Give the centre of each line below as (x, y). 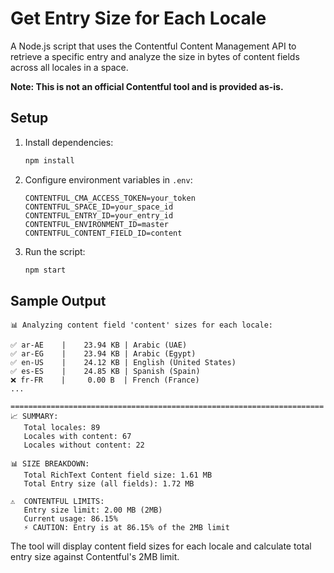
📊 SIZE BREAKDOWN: (50, 464)
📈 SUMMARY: (34, 417)
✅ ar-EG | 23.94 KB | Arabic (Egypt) (103, 354)
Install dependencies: (69, 142)
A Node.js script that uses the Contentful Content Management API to (153, 46)
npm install (49, 160)
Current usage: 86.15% (70, 519)
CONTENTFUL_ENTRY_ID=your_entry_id (99, 215)
